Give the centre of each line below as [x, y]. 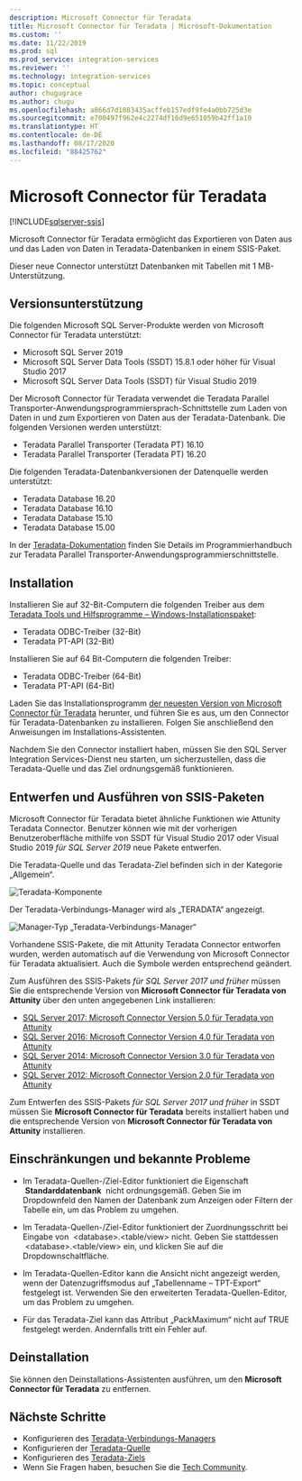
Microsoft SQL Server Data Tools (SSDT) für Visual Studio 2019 [139, 381]
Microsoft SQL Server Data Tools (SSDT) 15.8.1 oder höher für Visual [149, 362]
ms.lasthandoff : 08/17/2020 [62, 143]
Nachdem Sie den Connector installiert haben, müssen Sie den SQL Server [148, 750]
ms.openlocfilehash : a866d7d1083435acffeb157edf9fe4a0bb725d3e [131, 110]
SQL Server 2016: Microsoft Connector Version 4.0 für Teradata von [148, 1037]
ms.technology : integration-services [80, 77]
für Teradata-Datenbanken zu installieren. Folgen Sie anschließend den [142, 723]
